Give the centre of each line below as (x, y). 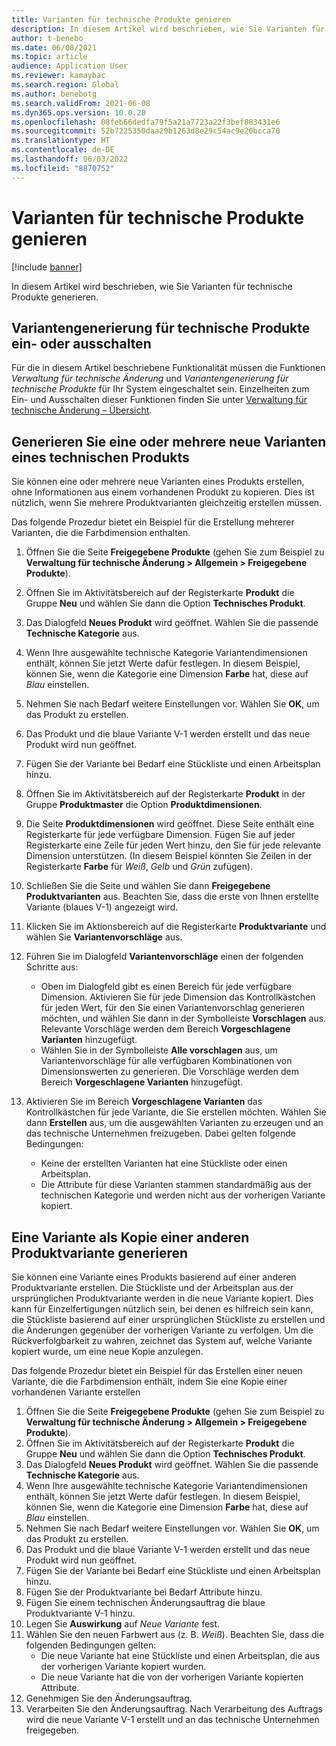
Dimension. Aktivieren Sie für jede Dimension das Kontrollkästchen (178, 997)
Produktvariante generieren (100, 1252)
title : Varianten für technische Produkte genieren (121, 19)
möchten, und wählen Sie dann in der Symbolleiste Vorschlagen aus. (183, 1018)
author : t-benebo (47, 38)
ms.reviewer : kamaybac (58, 76)
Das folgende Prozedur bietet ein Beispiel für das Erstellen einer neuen (157, 1370)
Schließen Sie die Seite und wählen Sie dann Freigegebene (148, 886)
